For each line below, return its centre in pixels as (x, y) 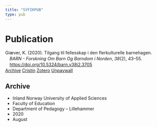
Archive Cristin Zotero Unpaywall (39, 71)
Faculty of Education (34, 103)
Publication (29, 39)
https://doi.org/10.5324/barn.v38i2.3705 (51, 65)
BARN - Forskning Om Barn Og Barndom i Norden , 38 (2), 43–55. (76, 59)
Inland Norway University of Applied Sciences (60, 98)
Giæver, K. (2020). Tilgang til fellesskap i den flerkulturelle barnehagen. (78, 53)
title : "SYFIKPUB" (24, 10)
